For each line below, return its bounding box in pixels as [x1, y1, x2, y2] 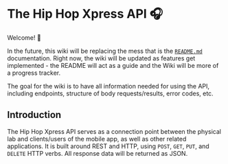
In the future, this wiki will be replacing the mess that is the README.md [7, 47, 203, 55]
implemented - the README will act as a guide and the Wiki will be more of [7, 61, 219, 69]
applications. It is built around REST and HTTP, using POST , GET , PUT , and [7, 142, 209, 150]
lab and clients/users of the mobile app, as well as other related [7, 134, 187, 143]
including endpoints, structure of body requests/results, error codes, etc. [7, 89, 214, 97]
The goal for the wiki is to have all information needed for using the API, [7, 82, 210, 90]
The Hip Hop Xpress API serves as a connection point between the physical [7, 127, 222, 135]
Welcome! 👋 [7, 33, 41, 42]
